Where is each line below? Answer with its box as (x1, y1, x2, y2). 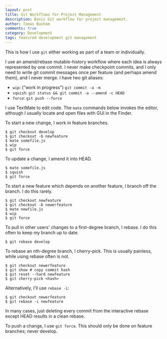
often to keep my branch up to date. (5, 229, 79, 235)
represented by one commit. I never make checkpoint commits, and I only (5, 64, 156, 70)
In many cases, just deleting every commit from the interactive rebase (5, 307, 149, 313)
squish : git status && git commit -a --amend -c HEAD (12, 90, 125, 96)
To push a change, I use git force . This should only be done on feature (5, 322, 153, 328)
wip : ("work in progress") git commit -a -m (12, 84, 101, 90)
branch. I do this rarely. (5, 188, 53, 194)
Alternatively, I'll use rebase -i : (5, 285, 69, 291)
